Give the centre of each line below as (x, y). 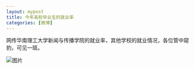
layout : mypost (25, 12)
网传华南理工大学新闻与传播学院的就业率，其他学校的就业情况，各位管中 (95, 40)
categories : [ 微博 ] (30, 23)
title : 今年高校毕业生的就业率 (40, 17)
